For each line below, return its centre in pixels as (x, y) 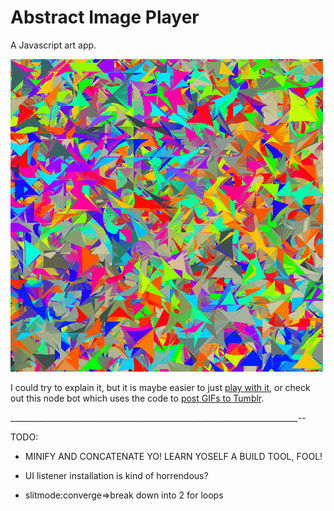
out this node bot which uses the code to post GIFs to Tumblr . (137, 398)
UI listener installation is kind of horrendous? (116, 475)
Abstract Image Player (105, 17)
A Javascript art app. (53, 45)
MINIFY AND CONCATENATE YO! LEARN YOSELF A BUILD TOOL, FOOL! (173, 456)
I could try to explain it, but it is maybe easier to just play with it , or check (160, 387)
